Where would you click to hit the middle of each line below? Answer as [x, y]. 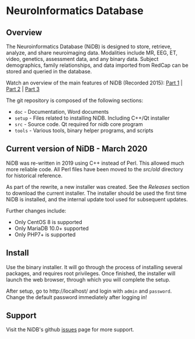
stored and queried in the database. [49, 71]
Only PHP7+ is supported [45, 234]
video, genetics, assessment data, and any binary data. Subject [82, 59]
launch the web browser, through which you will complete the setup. [88, 279]
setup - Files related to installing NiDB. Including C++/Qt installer [92, 118]
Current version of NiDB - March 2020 [77, 149]
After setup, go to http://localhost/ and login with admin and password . [89, 291]
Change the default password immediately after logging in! [76, 297]
